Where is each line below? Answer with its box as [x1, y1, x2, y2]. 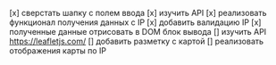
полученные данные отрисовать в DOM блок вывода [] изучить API [9, 27, 267, 37]
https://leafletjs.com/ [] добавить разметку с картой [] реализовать [9, 36, 264, 46]
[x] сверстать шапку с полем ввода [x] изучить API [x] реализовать [9, 8, 267, 18]
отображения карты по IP [9, 45, 107, 56]
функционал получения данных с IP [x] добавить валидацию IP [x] [9, 17, 262, 28]
